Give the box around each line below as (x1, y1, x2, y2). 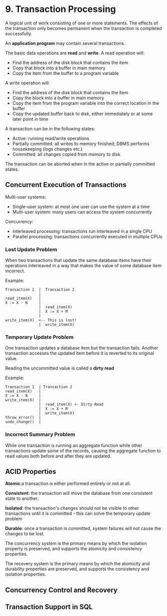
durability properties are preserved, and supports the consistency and (5, 566, 150, 572)
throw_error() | (5, 415, 41, 420)
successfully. (5, 30, 32, 36)
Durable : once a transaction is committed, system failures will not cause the (5, 525, 161, 532)
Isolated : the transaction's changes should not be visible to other (5, 505, 139, 511)
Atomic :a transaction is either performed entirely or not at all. (5, 480, 131, 487)
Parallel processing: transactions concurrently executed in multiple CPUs (12, 233, 163, 239)
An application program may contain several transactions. (5, 40, 126, 46)
